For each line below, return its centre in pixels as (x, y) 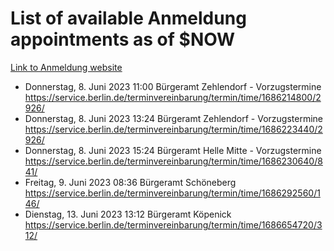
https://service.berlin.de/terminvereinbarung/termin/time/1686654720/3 (173, 224)
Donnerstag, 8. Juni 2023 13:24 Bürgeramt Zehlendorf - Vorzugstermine (174, 118)
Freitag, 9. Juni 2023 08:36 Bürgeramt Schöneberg (130, 182)
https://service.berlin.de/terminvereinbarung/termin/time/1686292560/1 (172, 193)
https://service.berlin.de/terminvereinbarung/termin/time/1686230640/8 (173, 161)
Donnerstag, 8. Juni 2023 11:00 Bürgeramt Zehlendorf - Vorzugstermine (173, 86)
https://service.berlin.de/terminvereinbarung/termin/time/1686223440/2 (173, 129)
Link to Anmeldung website (66, 67)
